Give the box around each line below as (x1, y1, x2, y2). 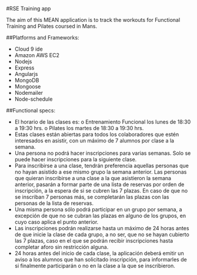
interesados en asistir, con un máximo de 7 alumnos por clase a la (14, 137, 175, 144)
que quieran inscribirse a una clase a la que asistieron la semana (14, 175, 172, 181)
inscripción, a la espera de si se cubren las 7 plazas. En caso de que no (14, 187, 188, 194)
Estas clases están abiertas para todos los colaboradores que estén (14, 131, 179, 138)
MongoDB (14, 77, 39, 84)
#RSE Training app (6, 5, 51, 12)
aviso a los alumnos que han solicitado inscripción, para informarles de (14, 256, 187, 263)
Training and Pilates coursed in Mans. (6, 23, 98, 29)
